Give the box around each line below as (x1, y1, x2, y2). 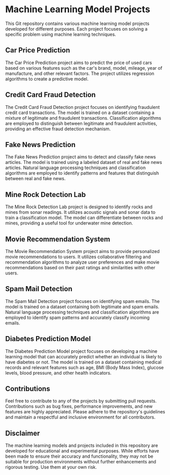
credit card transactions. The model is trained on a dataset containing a (5, 109, 155, 116)
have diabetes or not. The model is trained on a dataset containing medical (5, 359, 162, 365)
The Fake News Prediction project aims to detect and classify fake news (5, 154, 156, 160)
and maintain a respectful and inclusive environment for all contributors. (5, 414, 156, 421)
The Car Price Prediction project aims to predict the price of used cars (5, 60, 152, 66)
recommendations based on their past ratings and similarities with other (5, 265, 156, 270)
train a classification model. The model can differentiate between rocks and (5, 215, 163, 221)
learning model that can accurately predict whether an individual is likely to (5, 353, 162, 359)
